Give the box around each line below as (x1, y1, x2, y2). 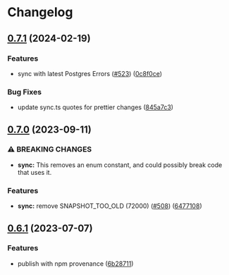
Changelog (7, 4, 73, 20)
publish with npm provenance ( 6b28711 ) (17, 259, 134, 268)
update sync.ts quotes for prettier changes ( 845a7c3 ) (17, 103, 174, 111)
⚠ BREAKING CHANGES (7, 145, 92, 154)
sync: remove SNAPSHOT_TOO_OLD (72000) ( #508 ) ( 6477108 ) (17, 202, 202, 210)
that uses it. (17, 168, 52, 176)
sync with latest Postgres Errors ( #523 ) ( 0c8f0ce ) (17, 69, 163, 78)
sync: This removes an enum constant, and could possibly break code (17, 160, 223, 169)
